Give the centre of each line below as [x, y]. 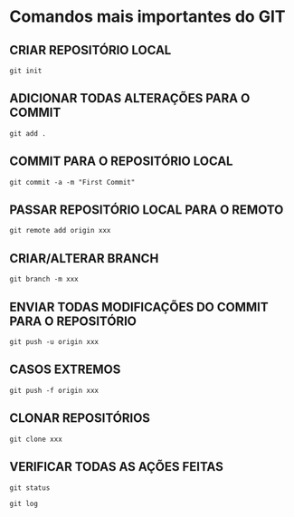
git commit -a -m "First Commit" [72, 182]
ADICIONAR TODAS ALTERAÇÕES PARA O [130, 98]
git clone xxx [36, 439]
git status [30, 488]
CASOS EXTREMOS [65, 370]
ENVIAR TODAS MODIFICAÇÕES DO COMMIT [139, 306]
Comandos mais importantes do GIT [147, 17]
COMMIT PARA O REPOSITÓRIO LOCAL [121, 162]
